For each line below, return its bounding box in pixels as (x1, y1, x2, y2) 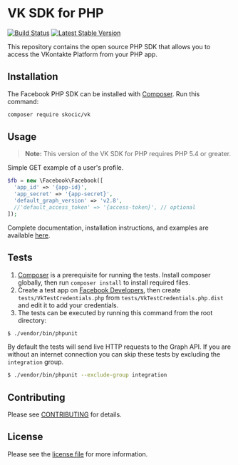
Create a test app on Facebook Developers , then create (17, 285, 181, 294)
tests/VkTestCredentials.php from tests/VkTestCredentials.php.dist (17, 293, 224, 302)
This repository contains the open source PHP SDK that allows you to (7, 42, 211, 51)
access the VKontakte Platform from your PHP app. (7, 50, 158, 58)
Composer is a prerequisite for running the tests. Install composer (17, 270, 211, 279)
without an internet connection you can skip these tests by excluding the (7, 350, 221, 359)
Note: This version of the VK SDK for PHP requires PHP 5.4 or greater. (24, 150, 232, 158)
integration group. (7, 358, 64, 367)
